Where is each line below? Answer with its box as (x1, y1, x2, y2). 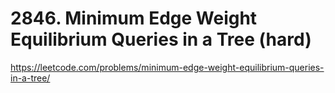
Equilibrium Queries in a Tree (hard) (10, 28, 312, 51)
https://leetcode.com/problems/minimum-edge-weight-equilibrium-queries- (10, 61, 325, 73)
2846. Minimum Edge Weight (10, 7, 258, 30)
